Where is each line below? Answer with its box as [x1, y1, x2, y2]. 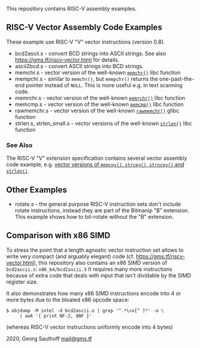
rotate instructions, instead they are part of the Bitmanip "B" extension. [14, 206, 189, 214]
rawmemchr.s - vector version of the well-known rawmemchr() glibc [14, 107, 180, 114]
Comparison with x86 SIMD [6, 230, 110, 241]
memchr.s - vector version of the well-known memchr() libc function [14, 69, 181, 76]
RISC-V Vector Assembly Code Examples [6, 22, 162, 32]
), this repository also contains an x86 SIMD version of [33, 259, 167, 266]
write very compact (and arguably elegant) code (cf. [6, 252, 135, 260]
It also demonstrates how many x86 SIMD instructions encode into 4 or [6, 289, 181, 297]
